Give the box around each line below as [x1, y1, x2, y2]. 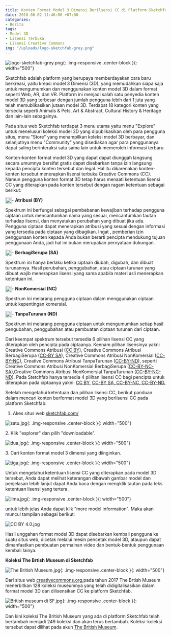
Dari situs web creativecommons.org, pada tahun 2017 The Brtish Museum [5, 577, 161, 583]
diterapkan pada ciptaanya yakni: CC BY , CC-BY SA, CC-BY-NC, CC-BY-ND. [5, 379, 166, 385]
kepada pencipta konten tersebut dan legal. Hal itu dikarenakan [5, 165, 138, 171]
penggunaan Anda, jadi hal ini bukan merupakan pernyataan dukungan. [5, 239, 155, 245]
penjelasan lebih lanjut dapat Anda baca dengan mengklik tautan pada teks [5, 480, 163, 486]
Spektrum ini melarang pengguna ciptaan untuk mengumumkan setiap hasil [5, 321, 164, 327]
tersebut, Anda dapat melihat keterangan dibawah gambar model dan [5, 475, 151, 481]
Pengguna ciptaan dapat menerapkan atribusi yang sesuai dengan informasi [5, 223, 165, 229]
